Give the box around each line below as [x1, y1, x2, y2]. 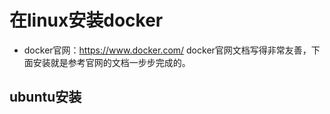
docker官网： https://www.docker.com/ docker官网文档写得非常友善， [23, 44, 312, 56]
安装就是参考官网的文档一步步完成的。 [32, 56, 191, 68]
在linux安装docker [9, 9, 164, 32]
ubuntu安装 [9, 89, 82, 106]
